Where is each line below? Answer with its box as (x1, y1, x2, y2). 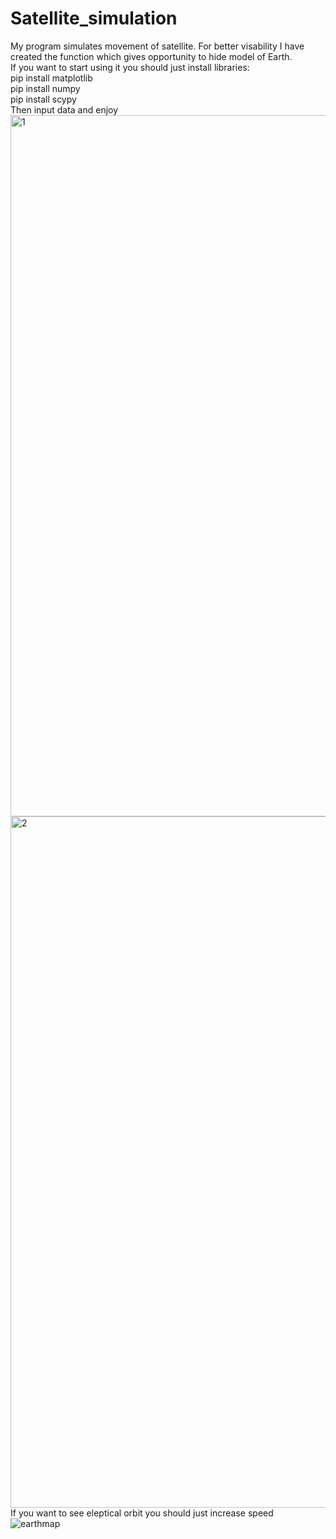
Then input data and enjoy (10, 103, 119, 116)
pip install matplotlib (10, 72, 93, 84)
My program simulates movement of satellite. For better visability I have (10, 40, 305, 52)
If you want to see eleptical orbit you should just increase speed (10, 1507, 274, 1519)
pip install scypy (10, 93, 77, 105)
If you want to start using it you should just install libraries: (10, 61, 250, 73)
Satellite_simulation (10, 7, 178, 30)
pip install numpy (10, 82, 81, 94)
